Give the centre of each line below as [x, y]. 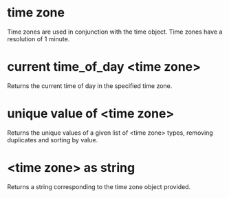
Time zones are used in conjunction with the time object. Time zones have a [115, 32]
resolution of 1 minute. [39, 38]
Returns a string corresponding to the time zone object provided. [99, 186]
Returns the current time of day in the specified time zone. [90, 86]
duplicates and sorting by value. [53, 140]
